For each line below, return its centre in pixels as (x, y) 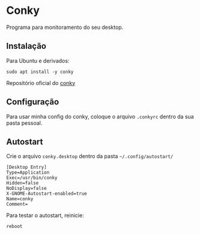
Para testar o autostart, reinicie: (45, 215)
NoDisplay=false (26, 188)
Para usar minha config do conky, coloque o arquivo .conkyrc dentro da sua (100, 116)
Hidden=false (23, 183)
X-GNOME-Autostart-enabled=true (47, 194)
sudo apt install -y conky (40, 72)
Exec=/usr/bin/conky (32, 178)
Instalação (26, 46)
